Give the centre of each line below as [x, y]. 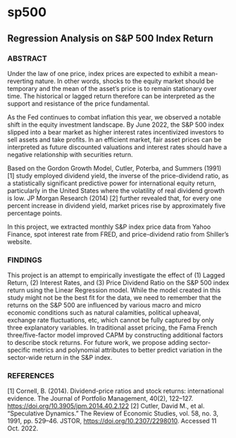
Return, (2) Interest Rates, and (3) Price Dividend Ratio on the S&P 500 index [118, 283]
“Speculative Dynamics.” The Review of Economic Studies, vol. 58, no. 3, [113, 413]
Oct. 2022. [23, 428]
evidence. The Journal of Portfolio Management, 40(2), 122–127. [100, 399]
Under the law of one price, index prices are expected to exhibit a [103, 73]
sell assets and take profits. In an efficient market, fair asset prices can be [114, 139]
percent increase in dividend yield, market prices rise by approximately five [117, 206]
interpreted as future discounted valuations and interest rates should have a [117, 147]
